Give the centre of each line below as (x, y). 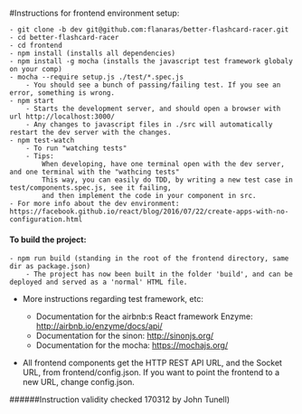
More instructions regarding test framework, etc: (113, 299)
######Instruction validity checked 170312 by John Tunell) (120, 400)
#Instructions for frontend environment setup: (94, 13)
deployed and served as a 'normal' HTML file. (99, 282)
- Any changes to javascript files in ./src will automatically (149, 125)
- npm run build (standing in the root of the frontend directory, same (149, 259)
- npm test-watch (42, 140)
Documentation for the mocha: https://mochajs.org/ (132, 345)
